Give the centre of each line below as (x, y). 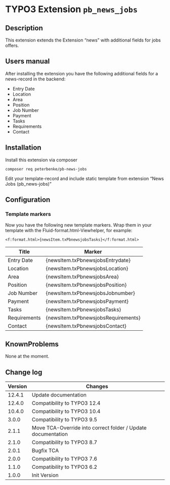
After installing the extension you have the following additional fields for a (82, 73)
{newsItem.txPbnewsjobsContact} (86, 326)
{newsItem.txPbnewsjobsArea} (82, 277)
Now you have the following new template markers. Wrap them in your (78, 225)
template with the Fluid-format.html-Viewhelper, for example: (69, 231)
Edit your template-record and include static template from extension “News (85, 179)
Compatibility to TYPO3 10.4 (66, 411)
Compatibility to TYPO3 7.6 (65, 459)
